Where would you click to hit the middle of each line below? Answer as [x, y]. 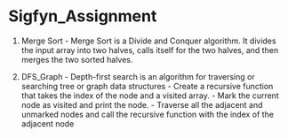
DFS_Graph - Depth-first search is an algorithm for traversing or [138, 76]
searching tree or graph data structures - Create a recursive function [147, 86]
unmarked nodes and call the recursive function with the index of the [148, 114]
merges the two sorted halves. [77, 59]
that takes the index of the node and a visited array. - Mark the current [150, 96]
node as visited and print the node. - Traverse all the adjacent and [142, 104]
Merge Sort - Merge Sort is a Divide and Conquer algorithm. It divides [148, 41]
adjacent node [48, 123]
